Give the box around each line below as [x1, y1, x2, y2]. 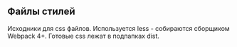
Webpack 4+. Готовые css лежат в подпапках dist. [7, 32, 160, 40]
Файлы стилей [7, 6, 75, 18]
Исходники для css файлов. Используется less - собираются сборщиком [7, 24, 230, 32]
